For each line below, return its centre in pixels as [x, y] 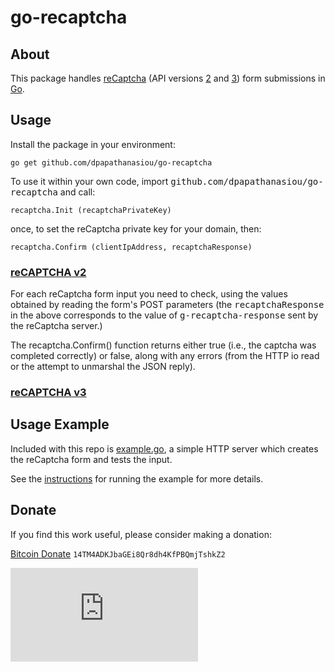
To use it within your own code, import [89, 181]
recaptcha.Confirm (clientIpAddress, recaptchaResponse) [131, 247]
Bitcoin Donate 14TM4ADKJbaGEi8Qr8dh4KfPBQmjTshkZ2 [118, 553]
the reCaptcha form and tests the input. [91, 459]
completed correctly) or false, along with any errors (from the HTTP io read [165, 356]
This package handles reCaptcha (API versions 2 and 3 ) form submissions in [168, 78]
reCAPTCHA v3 [48, 393]
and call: [77, 192]
